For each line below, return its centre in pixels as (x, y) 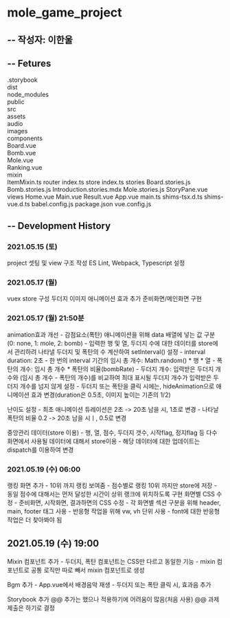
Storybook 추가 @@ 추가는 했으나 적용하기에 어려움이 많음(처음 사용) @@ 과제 (113, 599)
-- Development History (59, 226)
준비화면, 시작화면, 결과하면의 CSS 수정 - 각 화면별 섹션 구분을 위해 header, (120, 503)
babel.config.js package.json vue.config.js (91, 204)
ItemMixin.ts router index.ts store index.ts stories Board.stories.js (99, 182)
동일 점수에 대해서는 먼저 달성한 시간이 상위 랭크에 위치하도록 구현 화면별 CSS (111, 494)
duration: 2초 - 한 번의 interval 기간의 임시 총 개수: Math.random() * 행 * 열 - (111, 360)
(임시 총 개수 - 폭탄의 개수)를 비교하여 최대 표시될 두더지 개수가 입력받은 (116, 377)
